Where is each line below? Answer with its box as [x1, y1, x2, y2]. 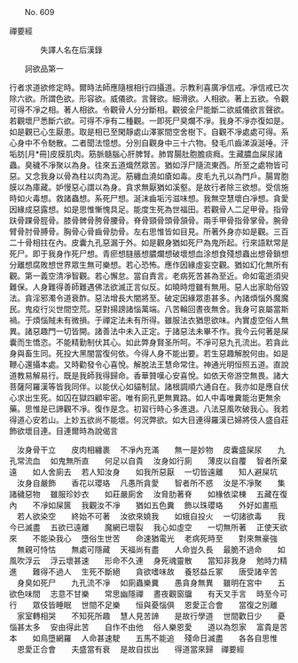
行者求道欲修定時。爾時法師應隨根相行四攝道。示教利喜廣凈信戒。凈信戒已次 [9, 82, 289, 92]
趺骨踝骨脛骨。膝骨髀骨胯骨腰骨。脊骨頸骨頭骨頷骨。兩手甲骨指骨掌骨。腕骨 [9, 215, 289, 225]
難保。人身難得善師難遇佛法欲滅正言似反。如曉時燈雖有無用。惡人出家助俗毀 [9, 282, 289, 292]
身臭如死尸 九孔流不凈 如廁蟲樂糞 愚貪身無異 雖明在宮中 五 [16, 578, 286, 588]
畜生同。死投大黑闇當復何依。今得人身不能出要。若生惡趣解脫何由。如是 [24, 348, 289, 358]
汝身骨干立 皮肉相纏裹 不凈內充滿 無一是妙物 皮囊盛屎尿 [16, 445, 263, 455]
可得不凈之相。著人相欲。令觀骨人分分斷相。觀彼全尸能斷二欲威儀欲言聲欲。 [9, 105, 289, 114]
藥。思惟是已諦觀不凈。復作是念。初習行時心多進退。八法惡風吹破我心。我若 [9, 403, 289, 414]
